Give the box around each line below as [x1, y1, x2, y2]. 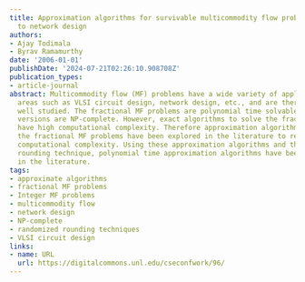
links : [9, 242, 34, 251]
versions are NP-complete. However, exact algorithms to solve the [17, 115, 279, 124]
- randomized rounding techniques [9, 225, 141, 234]
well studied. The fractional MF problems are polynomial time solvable [17, 106, 299, 116]
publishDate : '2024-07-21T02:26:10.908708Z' [9, 65, 181, 74]
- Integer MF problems [9, 191, 95, 200]
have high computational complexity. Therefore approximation [17, 124, 258, 133]
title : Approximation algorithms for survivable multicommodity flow [9, 13, 279, 23]
